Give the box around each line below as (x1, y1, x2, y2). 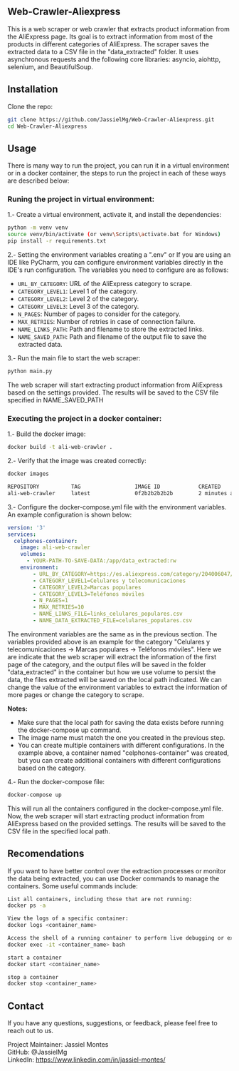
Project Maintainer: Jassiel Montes (7, 1040, 109, 1049)
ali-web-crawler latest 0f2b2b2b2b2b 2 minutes (7, 489, 228, 497)
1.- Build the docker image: (7, 430, 86, 438)
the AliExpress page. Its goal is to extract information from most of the (7, 32, 213, 41)
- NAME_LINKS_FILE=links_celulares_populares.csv (33, 610, 183, 618)
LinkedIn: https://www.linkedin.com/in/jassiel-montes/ (7, 1055, 166, 1064)
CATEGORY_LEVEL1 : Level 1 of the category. (17, 287, 138, 295)
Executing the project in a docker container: (7, 413, 162, 423)
